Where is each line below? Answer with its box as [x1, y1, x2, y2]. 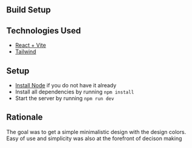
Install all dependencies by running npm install [15, 88, 134, 96]
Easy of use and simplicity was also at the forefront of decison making [6, 135, 182, 142]
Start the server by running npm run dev [15, 95, 114, 102]
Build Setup [6, 5, 51, 15]
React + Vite [15, 42, 47, 49]
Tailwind [15, 48, 36, 55]
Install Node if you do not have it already [15, 82, 117, 89]
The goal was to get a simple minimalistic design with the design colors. [6, 128, 187, 135]
